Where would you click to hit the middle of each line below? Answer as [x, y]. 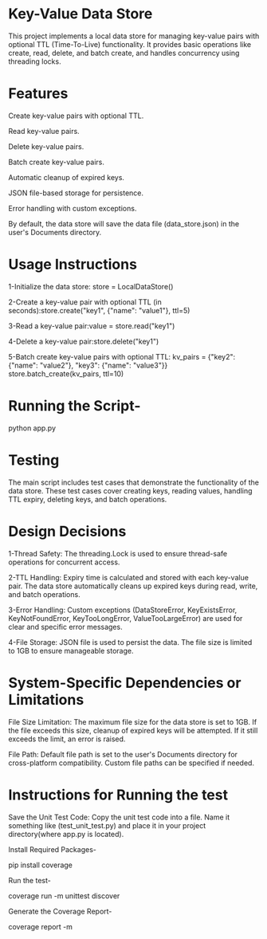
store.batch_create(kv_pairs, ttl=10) [66, 373]
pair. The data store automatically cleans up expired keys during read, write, [133, 586]
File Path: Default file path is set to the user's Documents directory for [123, 754]
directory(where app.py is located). [66, 834]
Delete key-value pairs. [46, 146]
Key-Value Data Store [80, 14]
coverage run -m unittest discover [64, 896]
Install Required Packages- [53, 849]
